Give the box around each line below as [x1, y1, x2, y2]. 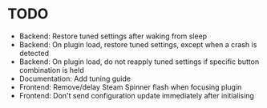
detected [18, 48, 50, 58]
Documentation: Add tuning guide [18, 74, 131, 83]
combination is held [18, 65, 85, 74]
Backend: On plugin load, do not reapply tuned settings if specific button [18, 57, 260, 66]
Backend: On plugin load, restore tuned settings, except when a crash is [18, 39, 257, 49]
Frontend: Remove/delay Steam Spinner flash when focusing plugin [18, 82, 242, 92]
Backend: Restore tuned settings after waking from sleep [18, 31, 208, 41]
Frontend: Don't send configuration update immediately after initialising [18, 90, 254, 100]
